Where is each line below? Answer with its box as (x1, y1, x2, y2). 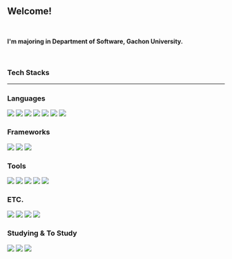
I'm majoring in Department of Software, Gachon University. (7, 37, 183, 45)
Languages (7, 94, 46, 103)
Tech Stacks (7, 68, 50, 77)
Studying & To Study (7, 229, 77, 238)
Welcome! (7, 6, 52, 17)
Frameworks (7, 127, 50, 137)
